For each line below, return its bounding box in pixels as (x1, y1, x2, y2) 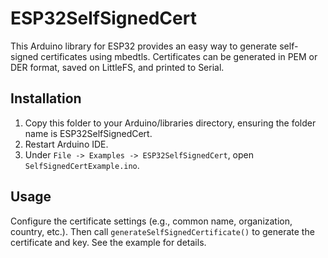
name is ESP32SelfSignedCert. (24, 127, 153, 139)
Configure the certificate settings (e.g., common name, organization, (10, 215, 293, 227)
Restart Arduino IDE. (24, 138, 109, 150)
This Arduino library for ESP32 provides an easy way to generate (10, 40, 278, 52)
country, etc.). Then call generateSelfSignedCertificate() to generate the (10, 225, 315, 237)
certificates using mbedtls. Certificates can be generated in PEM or (40, 50, 318, 62)
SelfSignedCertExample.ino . (24, 159, 140, 171)
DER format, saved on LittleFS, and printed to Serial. (10, 61, 225, 73)
